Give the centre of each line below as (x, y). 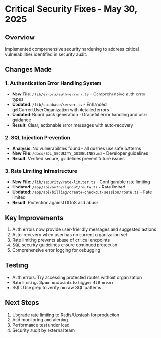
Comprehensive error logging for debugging (56, 250)
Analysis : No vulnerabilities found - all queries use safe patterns (77, 148)
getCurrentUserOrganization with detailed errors (60, 109)
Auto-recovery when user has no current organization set (70, 235)
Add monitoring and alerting (40, 319)
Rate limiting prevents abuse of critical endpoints (61, 240)
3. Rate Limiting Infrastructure (41, 171)
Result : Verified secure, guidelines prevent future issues (68, 158)
